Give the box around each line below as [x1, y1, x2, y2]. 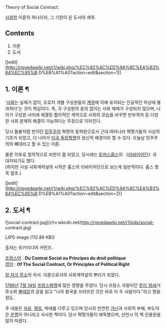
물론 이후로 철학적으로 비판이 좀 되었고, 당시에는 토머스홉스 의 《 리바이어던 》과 [5, 151, 157, 157]
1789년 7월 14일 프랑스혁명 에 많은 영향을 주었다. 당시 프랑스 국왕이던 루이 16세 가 [5, 282, 161, 288]
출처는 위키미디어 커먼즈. [5, 245, 53, 251]
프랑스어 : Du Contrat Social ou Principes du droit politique [5, 255, 126, 261]
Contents [5, 29, 35, 38]
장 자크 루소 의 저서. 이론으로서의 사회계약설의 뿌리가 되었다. [5, 272, 120, 278]
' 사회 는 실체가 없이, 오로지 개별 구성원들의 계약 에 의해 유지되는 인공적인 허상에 [5, 99, 156, 105]
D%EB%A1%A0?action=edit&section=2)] [38, 191, 122, 197]
